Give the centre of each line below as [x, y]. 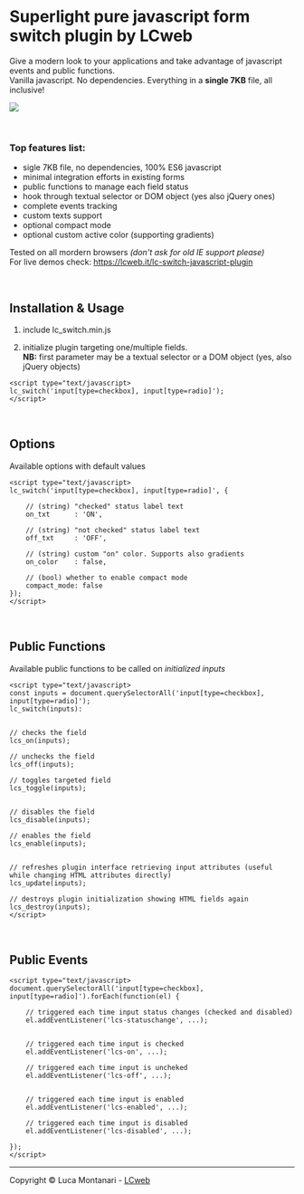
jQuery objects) [52, 367]
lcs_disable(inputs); [50, 820]
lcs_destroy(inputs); [50, 907]
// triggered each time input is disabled [107, 1123]
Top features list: [47, 148]
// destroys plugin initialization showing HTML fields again [129, 899]
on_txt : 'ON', [64, 514]
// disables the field [52, 812]
